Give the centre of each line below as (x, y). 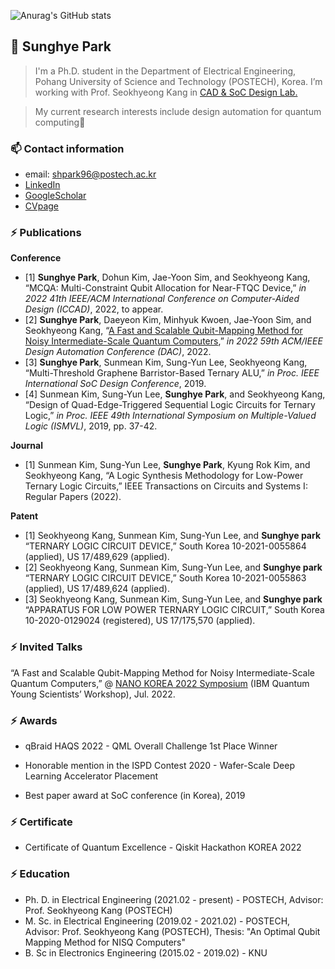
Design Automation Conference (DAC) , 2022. (118, 352)
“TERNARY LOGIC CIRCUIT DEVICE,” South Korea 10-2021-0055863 (165, 578)
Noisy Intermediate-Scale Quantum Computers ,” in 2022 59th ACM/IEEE (173, 341)
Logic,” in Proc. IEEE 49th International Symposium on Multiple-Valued (170, 416)
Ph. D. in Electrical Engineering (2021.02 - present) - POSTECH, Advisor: (174, 899)
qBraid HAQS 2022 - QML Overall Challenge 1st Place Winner (151, 746)
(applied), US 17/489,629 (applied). (97, 557)
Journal (26, 446)
